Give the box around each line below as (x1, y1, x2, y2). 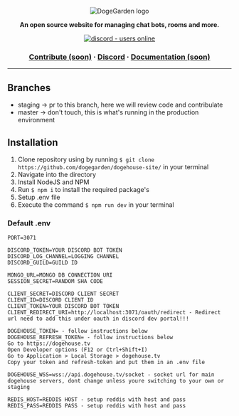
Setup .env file (17, 193, 60, 201)
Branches (7, 82, 51, 94)
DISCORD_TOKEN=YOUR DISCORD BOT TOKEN (7, 247, 122, 254)
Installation (7, 136, 58, 149)
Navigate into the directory (17, 170, 97, 178)
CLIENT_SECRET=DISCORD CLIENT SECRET (7, 290, 119, 298)
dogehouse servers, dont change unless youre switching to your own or (7, 378, 224, 385)
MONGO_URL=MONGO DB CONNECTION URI (7, 272, 113, 279)
